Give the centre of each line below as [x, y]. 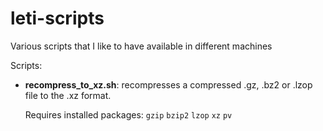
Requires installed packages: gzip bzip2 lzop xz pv [128, 114]
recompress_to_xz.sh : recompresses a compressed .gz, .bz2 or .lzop [168, 84]
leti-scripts [57, 18]
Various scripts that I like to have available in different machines [141, 46]
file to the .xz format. [68, 95]
